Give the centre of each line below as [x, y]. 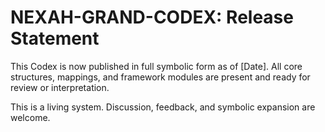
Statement [55, 38]
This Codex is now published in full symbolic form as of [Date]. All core [156, 66]
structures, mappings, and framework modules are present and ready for [160, 77]
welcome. [30, 117]
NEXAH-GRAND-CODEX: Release [152, 17]
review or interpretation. [60, 87]
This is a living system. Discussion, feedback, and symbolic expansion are [163, 107]
